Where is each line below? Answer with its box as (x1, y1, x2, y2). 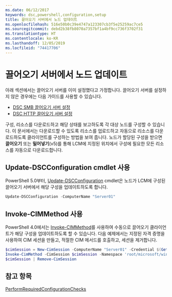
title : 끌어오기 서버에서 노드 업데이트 (5, 17, 78, 22)
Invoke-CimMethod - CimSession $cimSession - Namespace (5, 252, 123, 257)
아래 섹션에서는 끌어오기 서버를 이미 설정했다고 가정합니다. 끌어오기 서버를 (5, 87, 153, 93)
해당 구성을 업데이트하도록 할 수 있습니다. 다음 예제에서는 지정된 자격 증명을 (14, 231, 165, 237)
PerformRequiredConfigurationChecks (5, 286, 87, 292)
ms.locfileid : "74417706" (5, 45, 60, 51)
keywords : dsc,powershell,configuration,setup (5, 12, 106, 17)
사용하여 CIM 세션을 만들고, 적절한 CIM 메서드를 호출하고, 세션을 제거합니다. (5, 237, 158, 243)
